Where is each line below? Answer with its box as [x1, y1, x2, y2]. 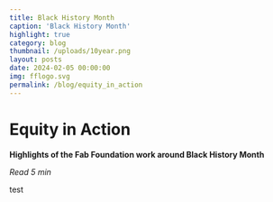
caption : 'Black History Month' [9, 22, 131, 31]
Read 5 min [9, 166, 52, 177]
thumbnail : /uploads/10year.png [9, 47, 131, 56]
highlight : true [9, 30, 70, 39]
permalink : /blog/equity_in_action [9, 80, 143, 89]
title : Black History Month [9, 13, 115, 23]
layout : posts [9, 55, 63, 64]
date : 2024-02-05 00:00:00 [9, 64, 111, 73]
